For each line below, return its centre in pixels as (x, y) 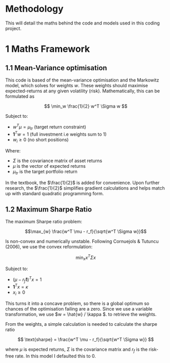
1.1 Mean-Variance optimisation (56, 68)
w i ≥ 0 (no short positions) (41, 140)
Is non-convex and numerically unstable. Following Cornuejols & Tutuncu (82, 241)
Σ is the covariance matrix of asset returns (57, 161)
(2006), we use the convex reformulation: (49, 247)
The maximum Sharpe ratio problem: (44, 222)
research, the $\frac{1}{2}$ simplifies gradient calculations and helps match (85, 188)
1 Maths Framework (48, 49)
